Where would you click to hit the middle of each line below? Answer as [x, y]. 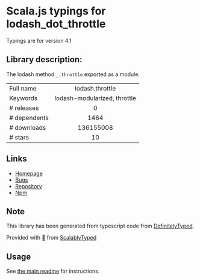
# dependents [29, 118]
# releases [24, 108]
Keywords [23, 98]
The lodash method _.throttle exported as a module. [73, 74]
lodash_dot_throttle [56, 24]
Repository [28, 186]
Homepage [29, 173]
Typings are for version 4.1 [39, 40]
